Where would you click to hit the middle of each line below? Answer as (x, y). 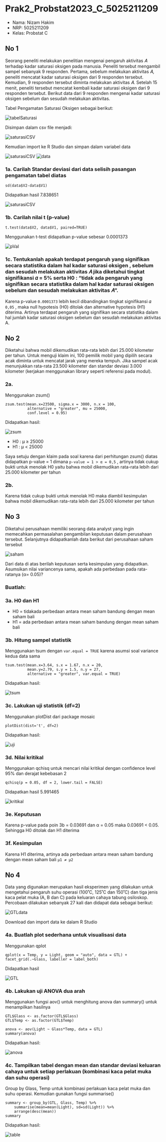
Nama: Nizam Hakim (33, 22)
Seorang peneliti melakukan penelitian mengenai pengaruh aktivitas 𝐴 (76, 61)
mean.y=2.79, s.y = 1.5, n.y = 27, (64, 670)
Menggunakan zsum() (28, 395)
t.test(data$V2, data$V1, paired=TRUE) (46, 228)
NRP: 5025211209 (30, 27)
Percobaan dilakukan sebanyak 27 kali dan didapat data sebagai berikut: (79, 903)
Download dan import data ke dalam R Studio (51, 922)
